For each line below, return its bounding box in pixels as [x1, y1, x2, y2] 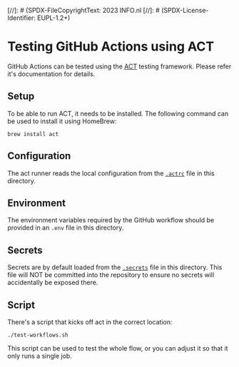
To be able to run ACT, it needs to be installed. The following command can [7, 109, 229, 118]
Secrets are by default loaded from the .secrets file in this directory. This [7, 263, 223, 272]
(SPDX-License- [161, 6, 209, 14]
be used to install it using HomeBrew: [7, 117, 117, 125]
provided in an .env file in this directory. [7, 224, 124, 232]
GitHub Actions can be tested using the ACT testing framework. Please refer [7, 62, 232, 71]
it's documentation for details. [7, 69, 96, 78]
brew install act [7, 130, 59, 138]
